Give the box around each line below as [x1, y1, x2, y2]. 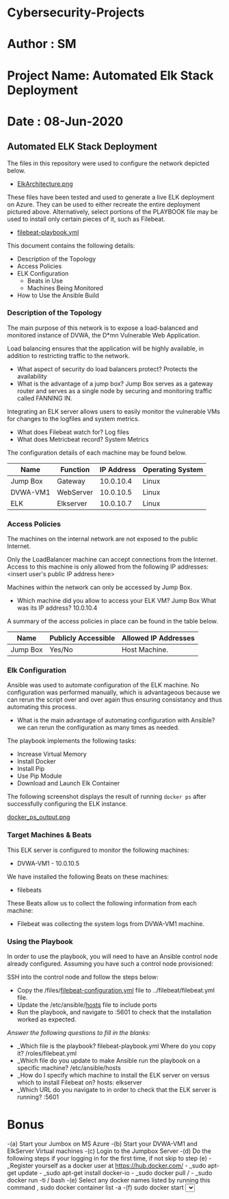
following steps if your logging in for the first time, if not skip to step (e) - [7, 1154, 212, 1162]
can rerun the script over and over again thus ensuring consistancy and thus [7, 696, 222, 704]
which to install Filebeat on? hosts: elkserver [16, 1078, 142, 1087]
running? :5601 [16, 1093, 59, 1102]
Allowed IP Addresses [122, 633, 195, 643]
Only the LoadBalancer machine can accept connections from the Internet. [7, 556, 217, 564]
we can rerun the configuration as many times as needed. [16, 724, 180, 732]
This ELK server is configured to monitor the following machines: [7, 846, 189, 854]
